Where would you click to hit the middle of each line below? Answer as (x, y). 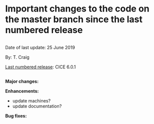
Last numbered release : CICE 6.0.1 (41, 67)
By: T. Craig (17, 57)
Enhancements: (22, 91)
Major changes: (22, 81)
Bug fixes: (16, 115)
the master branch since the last (74, 19)
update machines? (32, 100)
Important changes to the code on (77, 9)
